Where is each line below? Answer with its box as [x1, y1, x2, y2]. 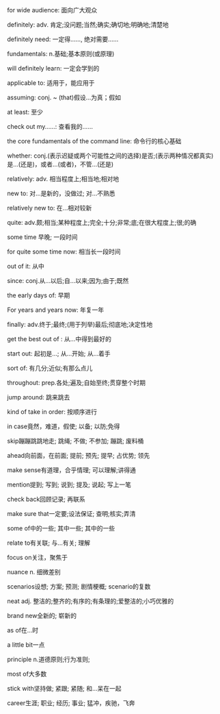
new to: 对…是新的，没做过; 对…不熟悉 [7, 189, 115, 197]
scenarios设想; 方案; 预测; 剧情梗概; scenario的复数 [7, 582, 151, 591]
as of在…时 [7, 626, 39, 634]
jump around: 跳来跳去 [7, 393, 70, 401]
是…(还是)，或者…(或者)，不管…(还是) [7, 160, 114, 168]
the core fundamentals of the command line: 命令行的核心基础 [7, 137, 182, 145]
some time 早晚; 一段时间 [7, 233, 78, 241]
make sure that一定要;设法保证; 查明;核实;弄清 [7, 510, 136, 517]
